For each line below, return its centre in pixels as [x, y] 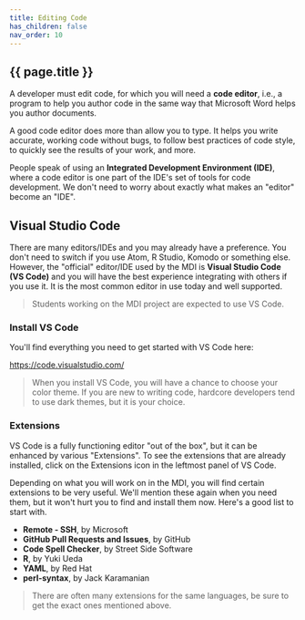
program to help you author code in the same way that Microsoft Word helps [152, 103]
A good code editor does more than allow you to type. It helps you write [144, 131]
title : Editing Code [49, 18]
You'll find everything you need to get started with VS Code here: [132, 347]
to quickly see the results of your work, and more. [103, 150]
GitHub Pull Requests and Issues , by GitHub [107, 539]
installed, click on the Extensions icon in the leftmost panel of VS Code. [143, 465]
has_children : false [49, 26]
